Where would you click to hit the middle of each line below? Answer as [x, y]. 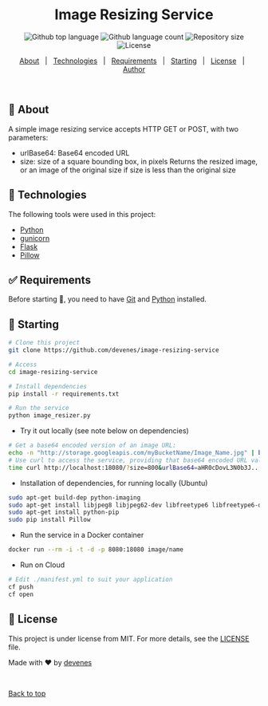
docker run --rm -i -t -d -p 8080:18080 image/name [96, 550]
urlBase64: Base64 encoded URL [75, 152]
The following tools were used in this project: [82, 214]
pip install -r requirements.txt [64, 394]
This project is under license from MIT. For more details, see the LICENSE [129, 638]
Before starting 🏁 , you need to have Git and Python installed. [108, 299]
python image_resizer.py [49, 416]
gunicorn [35, 238]
